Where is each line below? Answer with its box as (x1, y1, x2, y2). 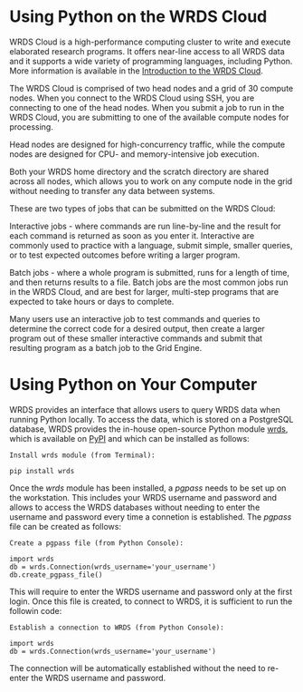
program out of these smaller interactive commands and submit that (9, 333, 263, 344)
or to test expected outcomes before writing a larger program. (9, 249, 241, 260)
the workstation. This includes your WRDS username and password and (9, 492, 278, 502)
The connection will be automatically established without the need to (9, 662, 266, 673)
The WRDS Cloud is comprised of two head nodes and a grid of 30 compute (9, 83, 294, 93)
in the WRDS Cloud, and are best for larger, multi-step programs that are (9, 286, 279, 297)
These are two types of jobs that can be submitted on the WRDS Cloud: (9, 202, 276, 214)
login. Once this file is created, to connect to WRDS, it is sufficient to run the (9, 596, 293, 607)
